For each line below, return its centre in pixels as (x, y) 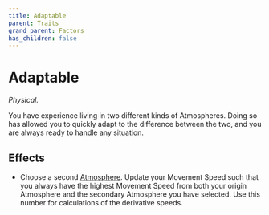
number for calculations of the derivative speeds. (101, 203)
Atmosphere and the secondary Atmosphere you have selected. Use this (140, 194)
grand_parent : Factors (46, 30)
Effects (27, 158)
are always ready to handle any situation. (76, 132)
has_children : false (43, 38)
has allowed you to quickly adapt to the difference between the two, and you (135, 124)
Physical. (23, 100)
